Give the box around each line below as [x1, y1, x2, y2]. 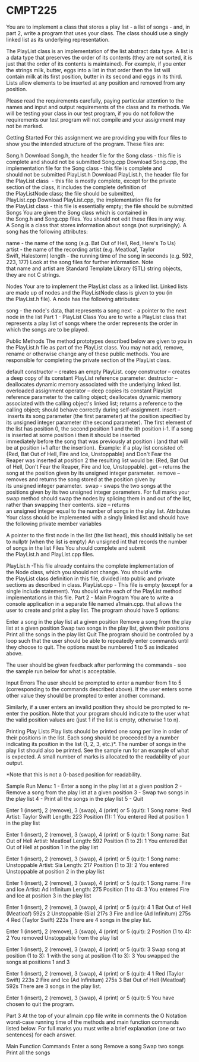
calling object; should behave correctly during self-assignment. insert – [6, 406, 181, 413]
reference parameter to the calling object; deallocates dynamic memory [6, 393, 182, 400]
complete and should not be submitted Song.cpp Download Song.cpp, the [6, 158, 188, 165]
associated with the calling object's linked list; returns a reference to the [6, 400, 183, 407]
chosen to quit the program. [6, 1000, 74, 1008]
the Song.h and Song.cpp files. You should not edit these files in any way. [6, 215, 186, 222]
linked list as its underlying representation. [6, 36, 110, 43]
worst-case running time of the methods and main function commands [6, 1018, 179, 1026]
